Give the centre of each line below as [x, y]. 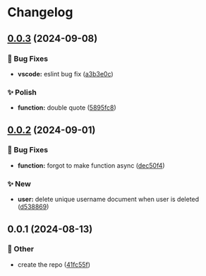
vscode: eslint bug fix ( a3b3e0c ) [66, 74]
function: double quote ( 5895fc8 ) [67, 108]
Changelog [40, 12]
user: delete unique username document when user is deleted [108, 200]
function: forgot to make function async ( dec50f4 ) [91, 165]
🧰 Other [20, 249]
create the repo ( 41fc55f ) [54, 264]
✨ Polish [22, 92]
